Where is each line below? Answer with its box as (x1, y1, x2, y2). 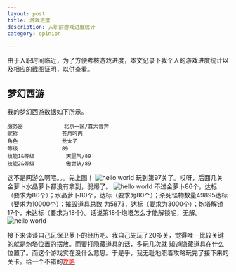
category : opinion (7, 30, 61, 37)
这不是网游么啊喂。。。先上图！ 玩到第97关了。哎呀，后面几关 (7, 174, 223, 182)
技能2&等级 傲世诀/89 (7, 160, 91, 167)
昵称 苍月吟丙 (7, 131, 83, 138)
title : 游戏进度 (7, 17, 51, 24)
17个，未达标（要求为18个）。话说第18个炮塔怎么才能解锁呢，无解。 (7, 209, 202, 217)
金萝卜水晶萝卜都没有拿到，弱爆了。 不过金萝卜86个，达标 (7, 182, 218, 190)
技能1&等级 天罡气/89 (7, 153, 91, 160)
